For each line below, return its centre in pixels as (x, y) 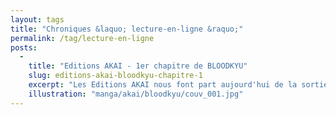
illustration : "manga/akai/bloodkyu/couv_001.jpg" (136, 94)
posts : (24, 47)
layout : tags (37, 19)
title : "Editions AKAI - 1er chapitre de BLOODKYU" (138, 66)
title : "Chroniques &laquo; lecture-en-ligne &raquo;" (127, 29)
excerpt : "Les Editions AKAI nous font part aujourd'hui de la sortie (178, 85)
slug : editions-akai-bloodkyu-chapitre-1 (115, 76)
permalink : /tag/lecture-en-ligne (82, 38)
